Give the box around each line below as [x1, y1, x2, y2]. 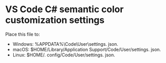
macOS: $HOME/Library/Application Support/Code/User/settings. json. [12, 46, 161, 52]
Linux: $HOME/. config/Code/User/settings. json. [12, 52, 115, 58]
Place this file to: [5, 31, 40, 37]
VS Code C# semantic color [5, 4, 124, 15]
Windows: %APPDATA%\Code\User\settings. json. [12, 41, 118, 47]
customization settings [5, 14, 105, 26]
